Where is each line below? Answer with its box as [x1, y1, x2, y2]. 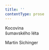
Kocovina [5, 25, 24, 31]
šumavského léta [5, 30, 39, 36]
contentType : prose [5, 12, 45, 17]
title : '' [5, 7, 25, 12]
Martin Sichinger [5, 39, 38, 45]
